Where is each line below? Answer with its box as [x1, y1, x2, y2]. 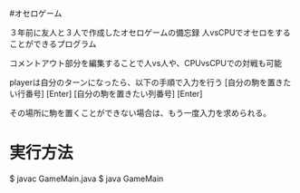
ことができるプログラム [9, 39, 97, 49]
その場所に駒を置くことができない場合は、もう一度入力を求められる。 [9, 108, 272, 118]
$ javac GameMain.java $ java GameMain [9, 173, 164, 184]
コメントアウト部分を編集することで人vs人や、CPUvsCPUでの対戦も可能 [9, 58, 283, 68]
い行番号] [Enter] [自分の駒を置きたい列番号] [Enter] [9, 89, 203, 99]
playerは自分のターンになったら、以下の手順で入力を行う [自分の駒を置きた [9, 77, 292, 88]
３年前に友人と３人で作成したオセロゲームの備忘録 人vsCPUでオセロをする [9, 27, 292, 38]
